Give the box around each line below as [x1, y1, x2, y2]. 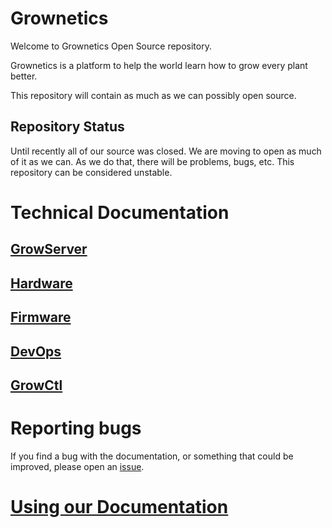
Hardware [10, 275, 73, 292]
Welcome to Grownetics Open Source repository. [10, 40, 212, 52]
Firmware [10, 309, 72, 326]
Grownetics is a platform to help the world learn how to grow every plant [10, 59, 308, 71]
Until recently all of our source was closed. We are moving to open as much [10, 145, 322, 157]
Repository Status [10, 118, 125, 136]
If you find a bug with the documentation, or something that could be [10, 450, 294, 462]
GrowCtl [10, 377, 63, 394]
